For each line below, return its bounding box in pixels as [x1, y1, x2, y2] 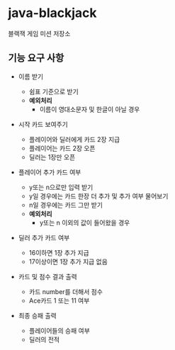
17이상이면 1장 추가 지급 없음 [28, 257, 108, 266]
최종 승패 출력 [18, 311, 57, 320]
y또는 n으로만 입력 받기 [28, 183, 94, 191]
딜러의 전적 [28, 335, 60, 344]
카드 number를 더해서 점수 [28, 287, 103, 295]
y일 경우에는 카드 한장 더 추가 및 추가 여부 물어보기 [28, 191, 169, 200]
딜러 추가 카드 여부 [18, 233, 70, 242]
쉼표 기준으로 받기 [28, 87, 79, 96]
